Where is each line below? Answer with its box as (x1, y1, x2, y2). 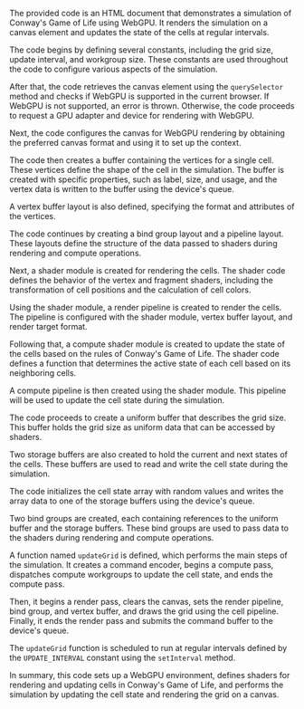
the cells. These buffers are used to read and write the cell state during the (9, 459, 289, 469)
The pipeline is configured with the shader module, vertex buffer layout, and (9, 311, 293, 322)
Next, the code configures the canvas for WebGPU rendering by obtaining (9, 128, 285, 139)
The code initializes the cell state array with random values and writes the (9, 486, 284, 496)
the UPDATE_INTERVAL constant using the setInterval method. (9, 652, 236, 663)
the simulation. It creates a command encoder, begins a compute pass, (9, 560, 274, 570)
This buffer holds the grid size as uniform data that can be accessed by (9, 422, 276, 433)
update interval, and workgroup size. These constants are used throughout (9, 54, 289, 64)
